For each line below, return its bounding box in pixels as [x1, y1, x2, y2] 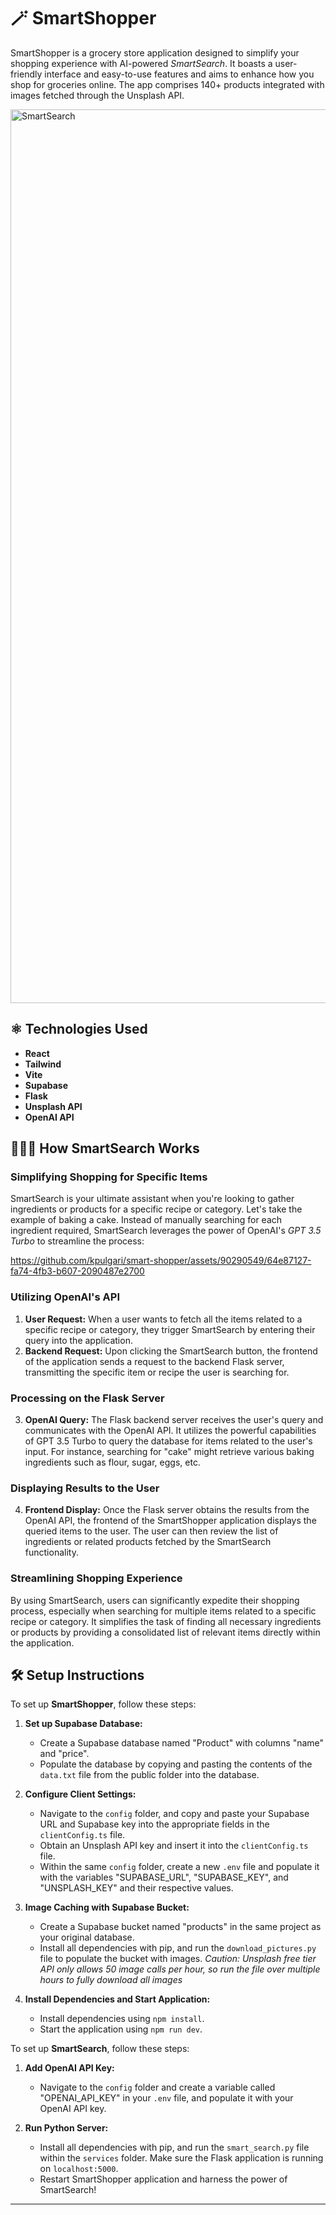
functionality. [24, 1546, 79, 1559]
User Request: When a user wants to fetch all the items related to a [24, 1313, 303, 1325]
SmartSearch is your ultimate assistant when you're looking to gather [10, 1193, 295, 1205]
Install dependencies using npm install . [39, 2013, 205, 2025]
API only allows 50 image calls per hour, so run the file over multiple [39, 1963, 321, 1975]
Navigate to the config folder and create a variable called [39, 2081, 276, 2094]
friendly [10, 68, 43, 80]
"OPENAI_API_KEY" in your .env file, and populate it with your [39, 2092, 294, 2104]
